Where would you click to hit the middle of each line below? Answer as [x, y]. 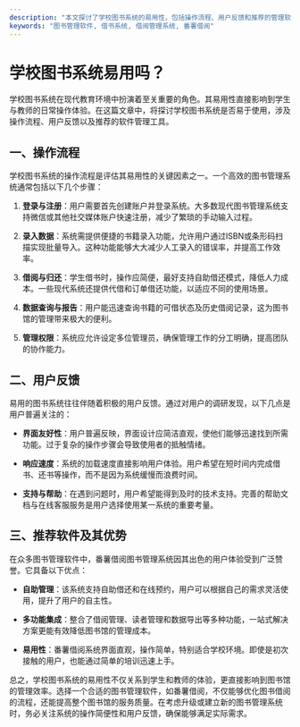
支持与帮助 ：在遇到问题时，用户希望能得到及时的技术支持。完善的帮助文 [155, 494]
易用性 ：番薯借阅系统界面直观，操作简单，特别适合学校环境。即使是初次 [155, 649]
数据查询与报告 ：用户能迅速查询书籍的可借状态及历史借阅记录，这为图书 [155, 308]
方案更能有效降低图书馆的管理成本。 [89, 630]
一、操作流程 [45, 152]
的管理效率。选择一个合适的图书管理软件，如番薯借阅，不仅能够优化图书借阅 [150, 690]
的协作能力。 [46, 349]
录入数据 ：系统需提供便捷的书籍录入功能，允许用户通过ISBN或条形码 [149, 236]
